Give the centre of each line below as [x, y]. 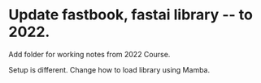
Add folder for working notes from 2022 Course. [89, 54]
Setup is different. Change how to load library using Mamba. [109, 69]
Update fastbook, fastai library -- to [131, 15]
